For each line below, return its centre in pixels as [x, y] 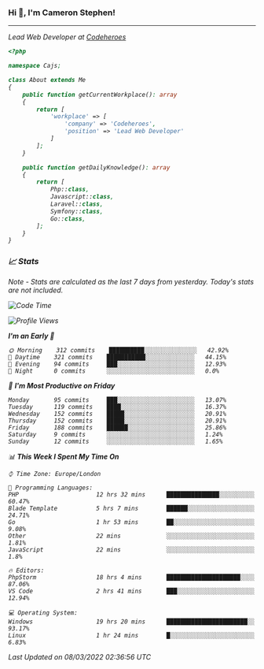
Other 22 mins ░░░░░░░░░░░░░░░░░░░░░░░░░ [132, 536]
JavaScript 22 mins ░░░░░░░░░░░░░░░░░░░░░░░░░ [132, 550]
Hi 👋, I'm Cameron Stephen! [62, 13]
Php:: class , [70, 190]
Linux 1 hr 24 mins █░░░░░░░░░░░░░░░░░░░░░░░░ [132, 635]
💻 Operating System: [43, 613]
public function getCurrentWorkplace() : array [100, 95]
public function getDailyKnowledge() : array [96, 167]
